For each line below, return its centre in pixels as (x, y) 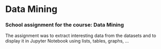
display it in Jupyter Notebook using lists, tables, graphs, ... (67, 41)
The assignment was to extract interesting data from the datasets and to (81, 35)
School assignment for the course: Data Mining (65, 25)
